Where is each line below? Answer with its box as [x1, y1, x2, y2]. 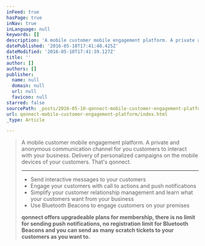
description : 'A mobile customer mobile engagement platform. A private [6, 37, 195, 43]
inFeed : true [6, 9, 40, 15]
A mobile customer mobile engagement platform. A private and [21, 139, 180, 147]
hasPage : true [6, 15, 43, 21]
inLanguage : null [6, 26, 51, 32]
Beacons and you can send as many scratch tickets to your [21, 226, 174, 234]
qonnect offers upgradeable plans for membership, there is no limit [21, 214, 195, 221]
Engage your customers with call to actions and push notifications [30, 183, 196, 190]
